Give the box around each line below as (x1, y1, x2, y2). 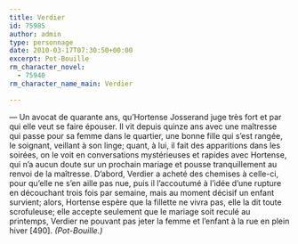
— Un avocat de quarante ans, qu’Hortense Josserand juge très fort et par (9, 111, 282, 122)
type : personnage (9, 37, 74, 47)
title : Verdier (9, 12, 66, 22)
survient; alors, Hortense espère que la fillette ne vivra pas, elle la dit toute (9, 197, 282, 207)
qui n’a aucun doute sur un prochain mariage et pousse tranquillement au (9, 159, 278, 169)
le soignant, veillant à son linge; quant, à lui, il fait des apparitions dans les (9, 140, 281, 150)
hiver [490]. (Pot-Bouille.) (9, 224, 103, 236)
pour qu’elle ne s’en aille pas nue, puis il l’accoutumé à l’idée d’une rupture (9, 177, 282, 188)
